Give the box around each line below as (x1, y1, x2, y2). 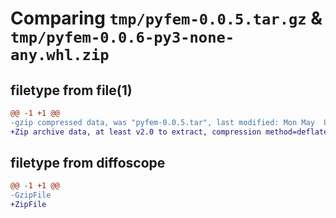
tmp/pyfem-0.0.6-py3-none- (10, 28, 235, 47)
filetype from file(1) (10, 82, 133, 99)
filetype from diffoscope (10, 155, 166, 172)
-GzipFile (10, 190, 52, 201)
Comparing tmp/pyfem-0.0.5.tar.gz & (10, 7, 323, 30)
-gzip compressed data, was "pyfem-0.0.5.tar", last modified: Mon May (10, 117, 315, 127)
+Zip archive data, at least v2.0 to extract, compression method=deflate (10, 127, 329, 137)
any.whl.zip (10, 46, 110, 65)
